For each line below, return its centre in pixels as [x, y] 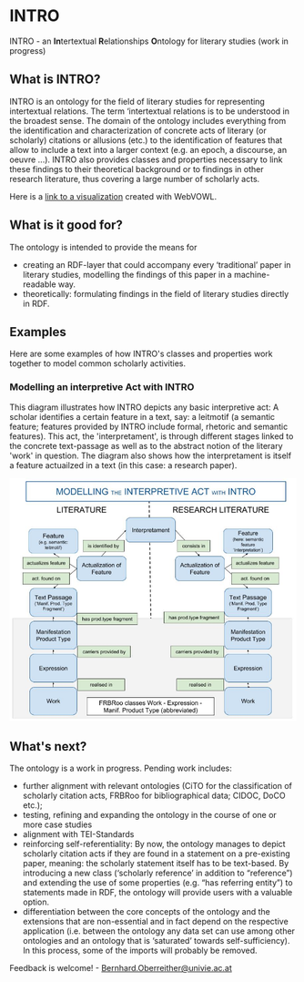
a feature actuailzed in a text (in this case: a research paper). [123, 465]
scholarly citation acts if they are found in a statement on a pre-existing [157, 854]
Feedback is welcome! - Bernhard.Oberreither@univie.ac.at [121, 968]
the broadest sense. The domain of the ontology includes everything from [148, 120]
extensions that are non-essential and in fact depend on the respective [155, 922]
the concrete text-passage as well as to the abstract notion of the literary [147, 445]
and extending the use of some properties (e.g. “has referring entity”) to [157, 883]
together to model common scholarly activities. [98, 363]
